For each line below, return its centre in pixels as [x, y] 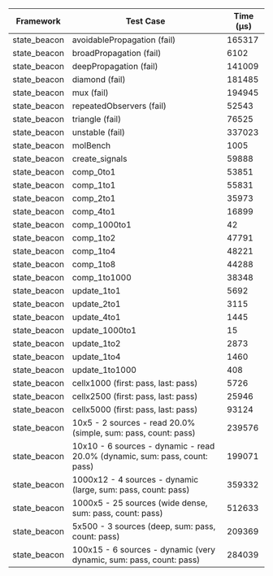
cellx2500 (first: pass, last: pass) [135, 396]
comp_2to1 [94, 198]
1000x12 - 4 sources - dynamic [135, 480]
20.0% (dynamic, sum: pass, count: [140, 456]
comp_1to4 [94, 251]
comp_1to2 [94, 238]
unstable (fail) [99, 132]
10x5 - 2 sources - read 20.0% [134, 423]
